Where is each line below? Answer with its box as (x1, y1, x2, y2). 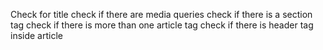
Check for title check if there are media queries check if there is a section (10, 9, 313, 20)
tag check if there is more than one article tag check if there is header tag (10, 19, 314, 31)
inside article (10, 30, 63, 41)
